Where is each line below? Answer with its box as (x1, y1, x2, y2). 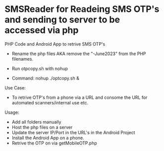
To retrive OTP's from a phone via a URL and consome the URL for (11, 94, 148, 100)
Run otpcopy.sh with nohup (11, 66, 68, 72)
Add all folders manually (11, 119, 61, 125)
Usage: (4, 109, 19, 115)
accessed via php (4, 25, 79, 36)
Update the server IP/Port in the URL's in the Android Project (11, 129, 135, 135)
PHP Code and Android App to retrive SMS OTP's (4, 41, 106, 47)
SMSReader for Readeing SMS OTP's (4, 3, 160, 15)
